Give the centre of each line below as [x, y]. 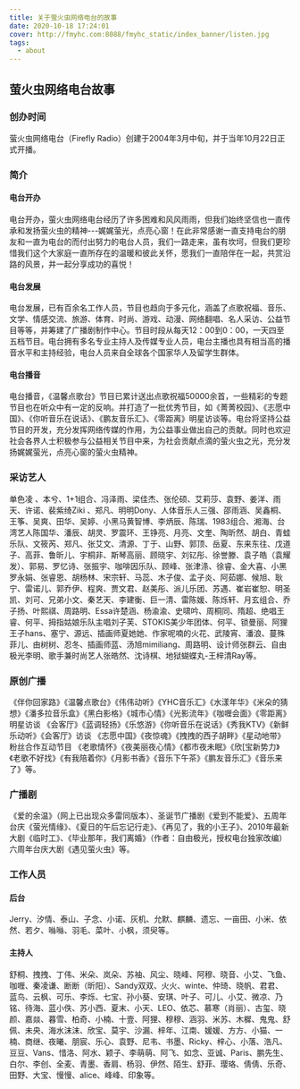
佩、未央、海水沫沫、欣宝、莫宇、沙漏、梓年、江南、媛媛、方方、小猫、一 [146, 1030]
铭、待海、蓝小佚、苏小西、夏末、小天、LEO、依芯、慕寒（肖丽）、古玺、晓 [148, 1008]
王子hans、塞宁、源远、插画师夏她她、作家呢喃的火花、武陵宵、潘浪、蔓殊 [147, 633]
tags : [19, 43]
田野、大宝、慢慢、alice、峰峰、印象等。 [84, 1075]
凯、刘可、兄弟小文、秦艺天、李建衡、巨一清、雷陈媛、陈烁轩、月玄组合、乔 [150, 600]
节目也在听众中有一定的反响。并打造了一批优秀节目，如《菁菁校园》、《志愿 [146, 407]
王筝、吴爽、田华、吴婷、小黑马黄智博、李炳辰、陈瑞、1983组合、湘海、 [143, 521]
